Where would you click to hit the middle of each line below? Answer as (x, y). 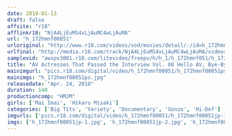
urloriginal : (26, 45)
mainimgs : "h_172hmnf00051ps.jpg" (57, 77)
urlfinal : (21, 52)
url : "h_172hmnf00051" (40, 39)
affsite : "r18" (29, 26)
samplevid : (23, 58)
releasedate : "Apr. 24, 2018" (51, 84)
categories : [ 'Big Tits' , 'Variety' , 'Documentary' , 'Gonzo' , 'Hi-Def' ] (114, 109)
